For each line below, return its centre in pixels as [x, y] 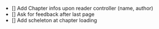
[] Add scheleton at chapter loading [54, 20]
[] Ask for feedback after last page [53, 14]
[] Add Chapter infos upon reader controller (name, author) [82, 8]
